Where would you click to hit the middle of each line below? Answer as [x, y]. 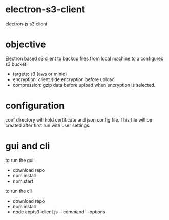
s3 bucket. [16, 64]
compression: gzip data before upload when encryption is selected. [84, 85]
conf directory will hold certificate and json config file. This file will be [79, 119]
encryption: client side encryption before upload [64, 79]
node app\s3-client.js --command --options [59, 212]
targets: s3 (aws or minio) [40, 74]
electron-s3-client [45, 9]
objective [26, 44]
